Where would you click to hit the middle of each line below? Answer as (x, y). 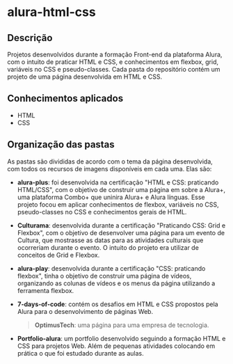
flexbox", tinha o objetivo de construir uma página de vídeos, (104, 276)
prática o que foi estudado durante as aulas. (80, 353)
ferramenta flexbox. (46, 290)
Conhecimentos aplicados (65, 98)
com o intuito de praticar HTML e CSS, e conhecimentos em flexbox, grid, (113, 62)
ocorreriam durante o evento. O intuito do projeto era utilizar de (108, 247)
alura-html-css (51, 12)
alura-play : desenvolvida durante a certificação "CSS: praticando (111, 268)
